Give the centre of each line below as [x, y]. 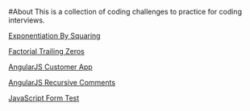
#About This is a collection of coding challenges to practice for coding [125, 12]
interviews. [27, 20]
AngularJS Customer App [50, 67]
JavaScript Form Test [44, 98]
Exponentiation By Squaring [54, 36]
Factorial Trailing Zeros [46, 51]
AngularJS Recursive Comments [62, 82]
